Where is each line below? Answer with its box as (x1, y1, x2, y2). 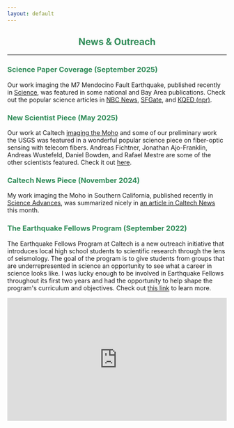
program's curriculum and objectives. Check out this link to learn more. (7, 283, 212, 292)
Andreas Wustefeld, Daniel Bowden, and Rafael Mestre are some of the (7, 151, 211, 159)
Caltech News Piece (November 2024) (7, 175, 141, 185)
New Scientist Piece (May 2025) (7, 113, 118, 122)
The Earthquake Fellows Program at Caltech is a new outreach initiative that (7, 239, 224, 248)
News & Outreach (78, 36, 156, 48)
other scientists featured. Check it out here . (7, 158, 132, 167)
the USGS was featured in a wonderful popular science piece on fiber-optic (7, 136, 224, 145)
